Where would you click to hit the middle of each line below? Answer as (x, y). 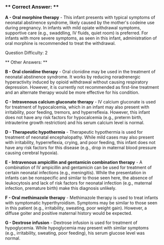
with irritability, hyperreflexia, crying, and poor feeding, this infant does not (80, 143)
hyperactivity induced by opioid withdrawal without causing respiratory (77, 82)
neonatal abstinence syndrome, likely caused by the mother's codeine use (80, 22)
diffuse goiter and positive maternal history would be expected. (69, 213)
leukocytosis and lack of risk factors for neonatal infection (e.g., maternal (79, 183)
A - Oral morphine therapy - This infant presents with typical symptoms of (80, 18)
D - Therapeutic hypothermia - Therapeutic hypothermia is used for (74, 132)
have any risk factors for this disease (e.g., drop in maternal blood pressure (81, 148)
